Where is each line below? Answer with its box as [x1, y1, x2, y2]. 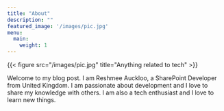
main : [13, 36, 29, 42]
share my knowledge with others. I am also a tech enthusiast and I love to [7, 88, 214, 97]
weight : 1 [19, 42, 48, 49]
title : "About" [7, 10, 51, 17]
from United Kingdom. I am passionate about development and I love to [7, 82, 208, 89]
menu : [7, 29, 23, 36]
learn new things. [7, 96, 56, 103]
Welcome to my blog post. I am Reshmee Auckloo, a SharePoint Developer [7, 74, 217, 82]
